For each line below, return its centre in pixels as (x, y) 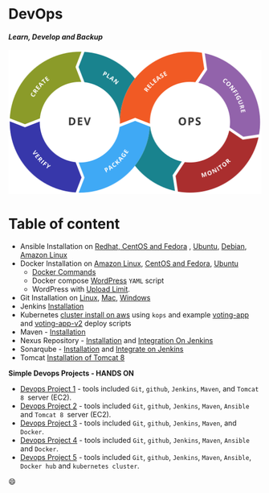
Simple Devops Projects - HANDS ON (71, 373)
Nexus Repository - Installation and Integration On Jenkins (116, 340)
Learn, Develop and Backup (55, 36)
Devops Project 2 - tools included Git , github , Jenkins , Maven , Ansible (134, 406)
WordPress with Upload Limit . (81, 289)
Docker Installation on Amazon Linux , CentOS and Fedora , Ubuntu (129, 263)
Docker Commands (64, 271)
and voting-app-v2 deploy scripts (75, 323)
